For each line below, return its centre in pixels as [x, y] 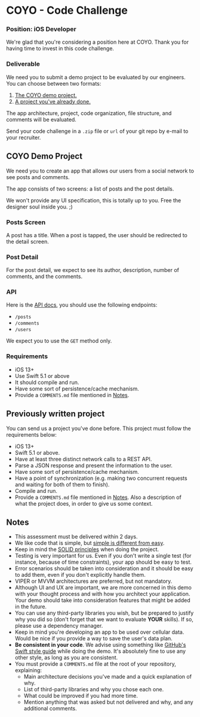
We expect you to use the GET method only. [59, 341]
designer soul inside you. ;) [39, 207]
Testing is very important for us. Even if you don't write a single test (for [103, 556]
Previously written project [56, 414]
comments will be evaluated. [41, 119]
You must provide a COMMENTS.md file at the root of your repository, [95, 664]
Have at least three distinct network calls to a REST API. [83, 459]
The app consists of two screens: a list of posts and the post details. [90, 189]
